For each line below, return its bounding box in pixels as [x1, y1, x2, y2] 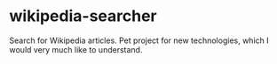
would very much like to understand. [9, 44, 143, 54]
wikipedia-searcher [9, 6, 157, 26]
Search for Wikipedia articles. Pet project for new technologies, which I [9, 35, 269, 46]
